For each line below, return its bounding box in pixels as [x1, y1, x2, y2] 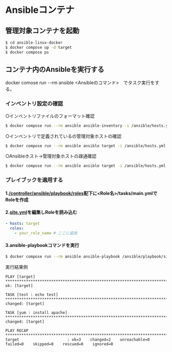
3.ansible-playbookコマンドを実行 [5, 242, 79, 248]
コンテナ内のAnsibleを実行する [5, 65, 104, 74]
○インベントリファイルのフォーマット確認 [5, 113, 95, 119]
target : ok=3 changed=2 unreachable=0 [5, 337, 150, 342]
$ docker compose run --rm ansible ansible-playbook [5, 254, 120, 259]
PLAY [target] [5, 274, 36, 279]
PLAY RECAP [5, 328, 29, 333]
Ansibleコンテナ [5, 4, 75, 16]
